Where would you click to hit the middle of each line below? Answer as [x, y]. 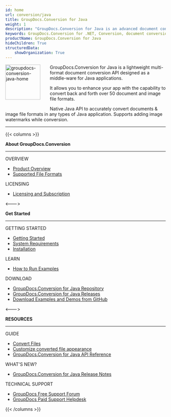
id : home [15, 10]
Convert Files [26, 343]
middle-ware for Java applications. [87, 78]
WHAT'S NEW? [21, 364]
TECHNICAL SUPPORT [29, 384]
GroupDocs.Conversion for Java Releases [56, 294]
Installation [24, 249]
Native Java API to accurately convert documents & [104, 109]
